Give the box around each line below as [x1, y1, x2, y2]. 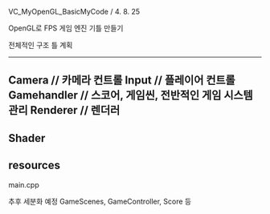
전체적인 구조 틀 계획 [8, 40, 73, 50]
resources [8, 159, 60, 172]
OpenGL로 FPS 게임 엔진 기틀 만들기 [8, 23, 124, 33]
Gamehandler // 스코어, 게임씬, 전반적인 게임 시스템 [8, 88, 253, 103]
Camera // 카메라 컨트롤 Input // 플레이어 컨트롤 [8, 74, 235, 87]
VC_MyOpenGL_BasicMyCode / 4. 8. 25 [8, 7, 141, 16]
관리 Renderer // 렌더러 [8, 103, 121, 117]
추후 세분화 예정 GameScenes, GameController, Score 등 [8, 196, 191, 206]
